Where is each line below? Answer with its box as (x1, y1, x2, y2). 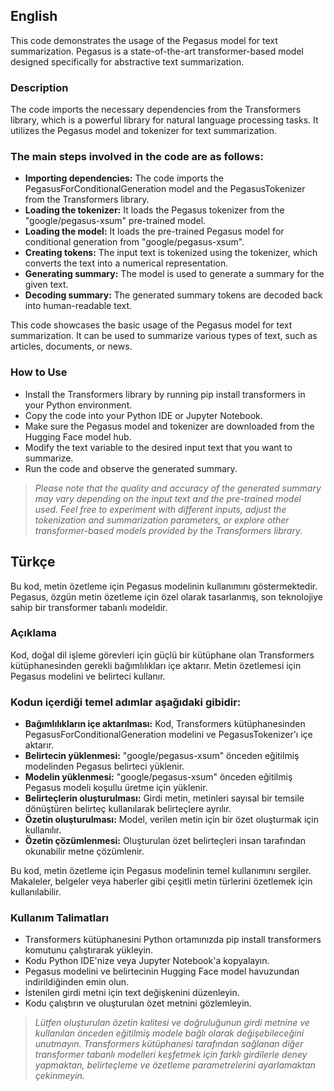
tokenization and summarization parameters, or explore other (34, 514, 290, 526)
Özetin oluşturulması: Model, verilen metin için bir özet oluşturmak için (24, 814, 319, 826)
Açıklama (10, 626, 57, 640)
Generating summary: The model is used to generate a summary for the (24, 268, 325, 280)
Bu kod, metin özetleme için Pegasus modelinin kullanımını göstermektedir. (10, 580, 318, 592)
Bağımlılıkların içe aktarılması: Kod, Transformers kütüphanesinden (24, 718, 306, 730)
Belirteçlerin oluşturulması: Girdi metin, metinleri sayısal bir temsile (24, 792, 305, 804)
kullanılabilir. (10, 886, 62, 898)
